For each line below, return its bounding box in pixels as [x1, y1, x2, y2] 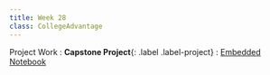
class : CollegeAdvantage [9, 22, 103, 31]
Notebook [9, 56, 47, 67]
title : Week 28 [9, 13, 67, 23]
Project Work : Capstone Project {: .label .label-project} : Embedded [9, 46, 262, 57]
